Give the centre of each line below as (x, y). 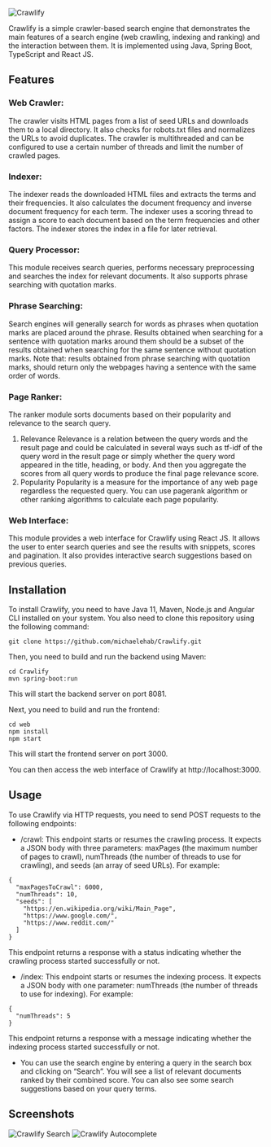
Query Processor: (44, 250)
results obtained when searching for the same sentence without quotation (132, 349)
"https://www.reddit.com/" (69, 923)
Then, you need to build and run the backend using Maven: (107, 656)
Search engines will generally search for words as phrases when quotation (133, 324)
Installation (37, 590)
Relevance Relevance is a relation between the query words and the (134, 439)
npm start (25, 738)
